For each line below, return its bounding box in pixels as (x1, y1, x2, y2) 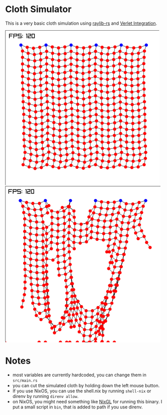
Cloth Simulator (5, 4, 72, 15)
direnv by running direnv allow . (12, 393, 79, 399)
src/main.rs (12, 378, 38, 383)
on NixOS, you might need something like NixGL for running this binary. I (12, 398, 162, 404)
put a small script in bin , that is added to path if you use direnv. (12, 404, 143, 410)
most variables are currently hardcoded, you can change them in (12, 372, 147, 378)
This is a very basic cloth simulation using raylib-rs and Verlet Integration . (5, 20, 157, 26)
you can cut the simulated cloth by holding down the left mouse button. (12, 382, 160, 388)
